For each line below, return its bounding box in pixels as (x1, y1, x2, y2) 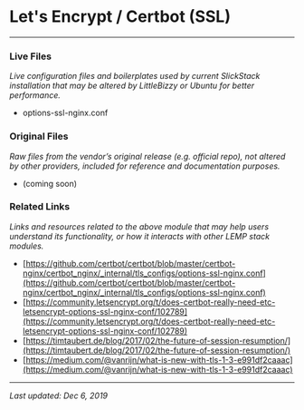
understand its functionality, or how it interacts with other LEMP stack (9, 230, 270, 241)
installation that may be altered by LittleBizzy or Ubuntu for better (9, 80, 255, 92)
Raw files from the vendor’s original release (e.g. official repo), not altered (9, 151, 286, 161)
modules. (9, 240, 44, 251)
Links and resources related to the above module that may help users (9, 220, 270, 232)
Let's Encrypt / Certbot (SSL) (9, 6, 231, 27)
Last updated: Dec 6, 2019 (9, 390, 109, 401)
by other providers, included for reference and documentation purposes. (9, 161, 280, 171)
